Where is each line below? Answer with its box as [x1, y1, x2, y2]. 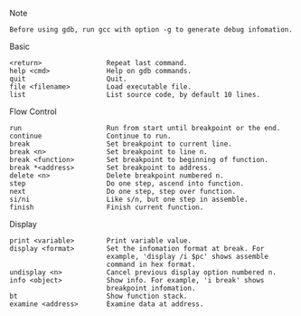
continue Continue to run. [9, 131, 172, 140]
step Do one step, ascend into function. [9, 179, 245, 188]
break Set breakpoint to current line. [9, 139, 232, 148]
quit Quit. [9, 74, 127, 83]
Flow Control [9, 106, 57, 117]
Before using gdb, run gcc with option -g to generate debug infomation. [9, 25, 294, 34]
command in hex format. [106, 260, 196, 269]
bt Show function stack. [9, 292, 188, 301]
